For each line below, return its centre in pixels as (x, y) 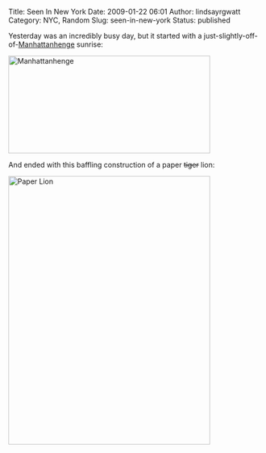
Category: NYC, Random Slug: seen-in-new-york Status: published (120, 20)
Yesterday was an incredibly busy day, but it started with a (105, 36)
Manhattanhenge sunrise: (60, 44)
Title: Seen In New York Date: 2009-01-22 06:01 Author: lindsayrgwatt (125, 12)
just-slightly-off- (231, 36)
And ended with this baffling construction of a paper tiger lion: (112, 165)
